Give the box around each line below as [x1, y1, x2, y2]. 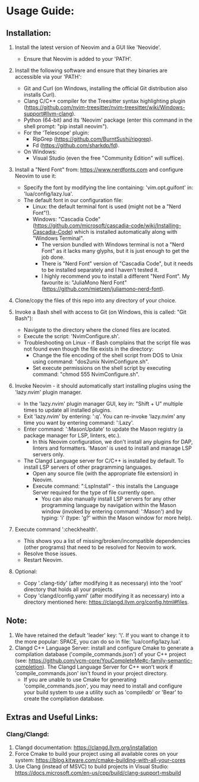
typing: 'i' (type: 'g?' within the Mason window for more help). [41, 514, 192, 521]
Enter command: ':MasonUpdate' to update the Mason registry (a [23, 425, 183, 432]
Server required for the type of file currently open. [32, 489, 156, 496]
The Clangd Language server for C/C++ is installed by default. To [23, 458, 184, 464]
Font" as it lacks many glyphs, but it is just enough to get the [41, 248, 189, 254]
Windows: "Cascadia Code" [32, 216, 101, 222]
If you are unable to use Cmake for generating [23, 676, 137, 683]
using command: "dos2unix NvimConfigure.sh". [32, 358, 150, 365]
